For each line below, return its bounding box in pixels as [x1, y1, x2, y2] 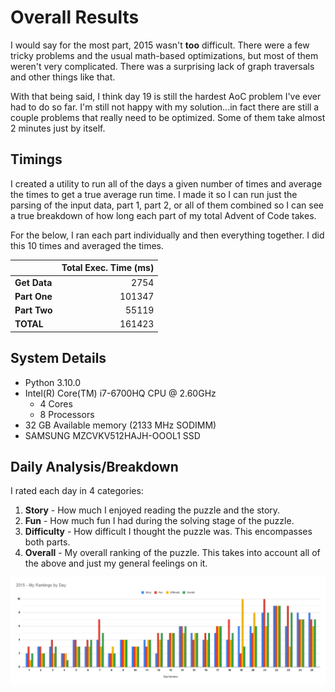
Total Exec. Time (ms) [61, 262, 155, 274]
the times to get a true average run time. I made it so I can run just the [10, 188, 298, 200]
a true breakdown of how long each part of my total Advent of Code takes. [10, 209, 317, 221]
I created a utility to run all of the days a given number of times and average [10, 177, 323, 190]
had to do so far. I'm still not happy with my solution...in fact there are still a [10, 101, 320, 113]
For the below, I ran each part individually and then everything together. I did [10, 229, 325, 241]
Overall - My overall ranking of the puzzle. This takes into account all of [24, 547, 321, 559]
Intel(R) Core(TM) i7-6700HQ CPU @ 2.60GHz [24, 387, 217, 399]
